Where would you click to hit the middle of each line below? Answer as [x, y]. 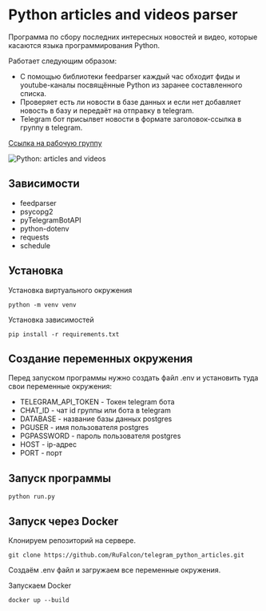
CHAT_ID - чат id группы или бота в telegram [95, 411]
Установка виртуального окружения [70, 290]
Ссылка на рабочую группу [55, 143]
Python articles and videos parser [123, 15]
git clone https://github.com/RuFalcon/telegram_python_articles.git [127, 555]
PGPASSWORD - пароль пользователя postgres [100, 436]
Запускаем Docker [40, 585]
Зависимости [44, 184]
